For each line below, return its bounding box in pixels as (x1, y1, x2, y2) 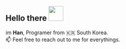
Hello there (5, 13, 47, 24)
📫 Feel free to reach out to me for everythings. (5, 36, 121, 43)
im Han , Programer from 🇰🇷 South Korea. (5, 29, 109, 36)
